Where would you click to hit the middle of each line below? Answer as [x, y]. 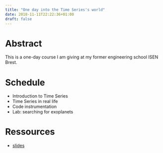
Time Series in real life [35, 102]
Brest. [11, 62]
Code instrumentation [34, 106]
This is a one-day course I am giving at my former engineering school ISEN [82, 57]
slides [18, 146]
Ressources [30, 132]
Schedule [25, 82]
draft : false [19, 19]
